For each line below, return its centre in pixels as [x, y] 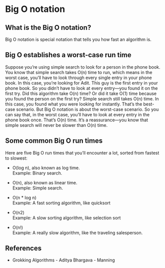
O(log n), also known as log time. [46, 168]
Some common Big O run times [54, 141]
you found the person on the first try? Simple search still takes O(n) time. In [82, 98]
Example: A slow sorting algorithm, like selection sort [66, 218]
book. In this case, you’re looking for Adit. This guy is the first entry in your [82, 83]
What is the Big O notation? [48, 28]
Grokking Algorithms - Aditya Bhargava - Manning [64, 260]
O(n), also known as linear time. [45, 182]
